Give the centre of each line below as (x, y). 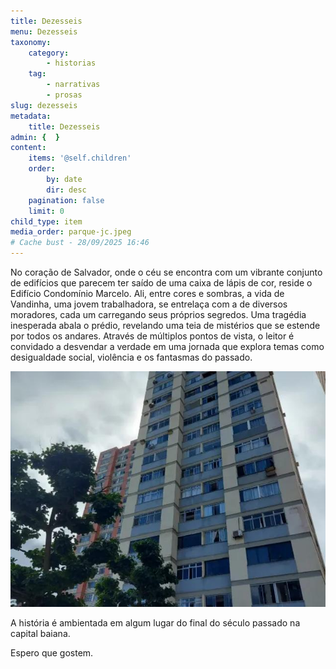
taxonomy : (31, 42)
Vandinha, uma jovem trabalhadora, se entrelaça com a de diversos (149, 304)
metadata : (31, 116)
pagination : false (66, 200)
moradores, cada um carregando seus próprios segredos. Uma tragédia (158, 314)
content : (28, 148)
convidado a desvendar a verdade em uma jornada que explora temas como (167, 346)
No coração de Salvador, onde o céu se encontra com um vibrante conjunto (166, 272)
